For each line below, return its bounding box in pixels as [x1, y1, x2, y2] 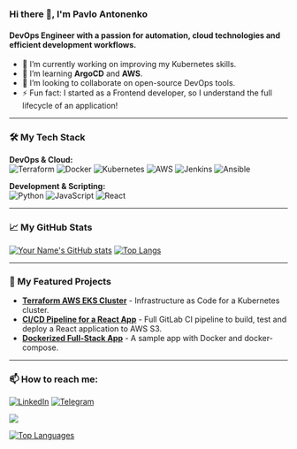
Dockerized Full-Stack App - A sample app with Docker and [21, 333, 243, 344]
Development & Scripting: [9, 181, 106, 192]
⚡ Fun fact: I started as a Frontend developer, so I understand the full [21, 88, 272, 98]
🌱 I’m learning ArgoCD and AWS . [21, 68, 143, 79]
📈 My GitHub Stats [9, 221, 93, 233]
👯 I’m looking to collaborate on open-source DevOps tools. [21, 78, 236, 88]
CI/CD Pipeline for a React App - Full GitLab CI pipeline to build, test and [21, 314, 287, 325]
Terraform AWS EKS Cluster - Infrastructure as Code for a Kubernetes [21, 295, 280, 306]
